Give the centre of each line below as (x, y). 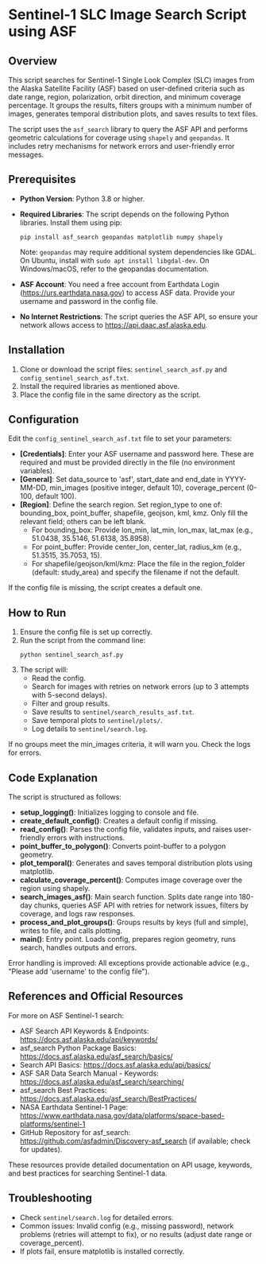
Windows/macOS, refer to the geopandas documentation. (114, 269)
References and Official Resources (96, 996)
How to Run (37, 613)
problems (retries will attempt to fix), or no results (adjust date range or (136, 1234)
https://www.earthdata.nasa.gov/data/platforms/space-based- (122, 1115)
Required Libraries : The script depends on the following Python (124, 214)
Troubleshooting (50, 1198)
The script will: (44, 670)
